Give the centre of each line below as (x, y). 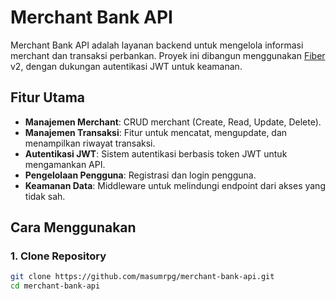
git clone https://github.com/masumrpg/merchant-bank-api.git (142, 277)
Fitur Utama (48, 97)
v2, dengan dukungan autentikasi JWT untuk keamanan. (126, 66)
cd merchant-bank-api (55, 286)
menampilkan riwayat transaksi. (90, 143)
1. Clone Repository (58, 256)
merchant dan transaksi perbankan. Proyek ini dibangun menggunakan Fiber (168, 55)
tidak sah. (45, 196)
